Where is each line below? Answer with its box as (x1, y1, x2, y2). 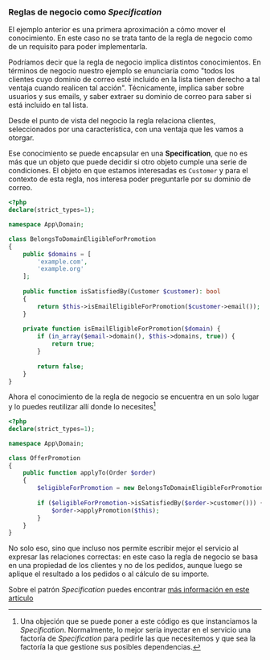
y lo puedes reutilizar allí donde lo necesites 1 (8, 401, 157, 412)
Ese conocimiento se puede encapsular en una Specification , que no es (8, 148, 247, 159)
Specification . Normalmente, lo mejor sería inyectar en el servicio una (19, 625, 252, 635)
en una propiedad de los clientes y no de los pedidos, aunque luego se (8, 561, 243, 571)
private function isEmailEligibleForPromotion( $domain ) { (22, 325, 221, 333)
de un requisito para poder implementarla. (8, 42, 148, 52)
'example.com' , (37, 257, 88, 266)
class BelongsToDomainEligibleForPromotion (8, 235, 157, 243)
